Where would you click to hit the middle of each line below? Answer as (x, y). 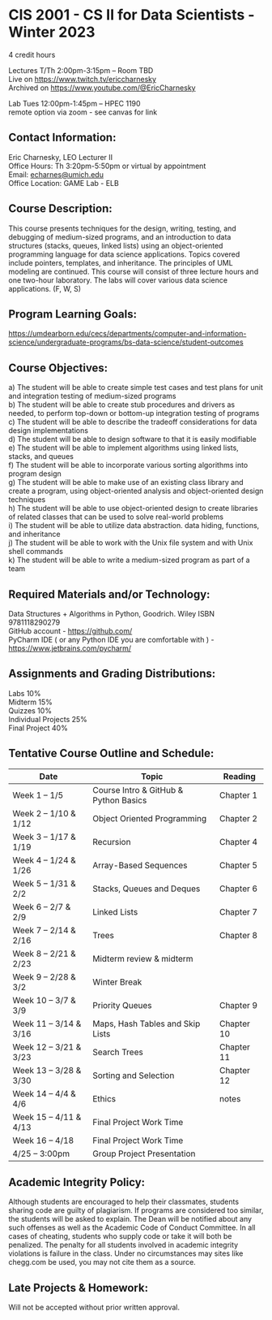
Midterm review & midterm (143, 959)
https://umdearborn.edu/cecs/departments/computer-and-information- (127, 334)
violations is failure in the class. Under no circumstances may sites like (126, 1253)
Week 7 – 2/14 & (45, 930)
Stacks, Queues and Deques (147, 889)
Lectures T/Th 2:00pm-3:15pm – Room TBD (81, 70)
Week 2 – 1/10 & (45, 813)
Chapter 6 (238, 889)
